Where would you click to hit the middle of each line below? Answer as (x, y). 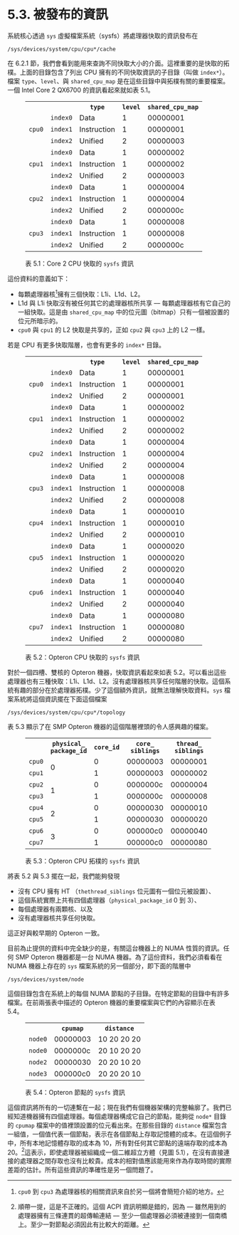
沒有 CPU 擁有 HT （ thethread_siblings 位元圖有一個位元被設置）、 (116, 891)
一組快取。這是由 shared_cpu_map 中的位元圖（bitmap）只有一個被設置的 (123, 312)
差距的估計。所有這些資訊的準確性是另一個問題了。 (82, 1170)
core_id (106, 747)
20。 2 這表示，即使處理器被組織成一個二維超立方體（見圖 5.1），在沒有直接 (116, 1152)
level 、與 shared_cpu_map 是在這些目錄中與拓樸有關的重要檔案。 (135, 81)
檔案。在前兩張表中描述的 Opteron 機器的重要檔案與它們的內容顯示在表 (111, 1002)
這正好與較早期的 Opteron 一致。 (55, 932)
